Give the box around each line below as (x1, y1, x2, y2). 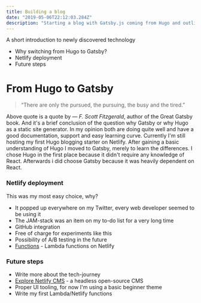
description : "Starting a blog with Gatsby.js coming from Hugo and (6, 20, 181, 26)
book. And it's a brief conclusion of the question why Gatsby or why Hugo (6, 119, 188, 126)
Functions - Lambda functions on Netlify (14, 242, 115, 249)
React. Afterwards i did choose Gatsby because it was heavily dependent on (6, 157, 194, 165)
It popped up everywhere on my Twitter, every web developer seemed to (14, 204, 195, 211)
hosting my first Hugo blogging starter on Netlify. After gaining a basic (6, 138, 179, 146)
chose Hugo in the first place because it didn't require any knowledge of (6, 151, 185, 159)
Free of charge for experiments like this (14, 229, 112, 237)
